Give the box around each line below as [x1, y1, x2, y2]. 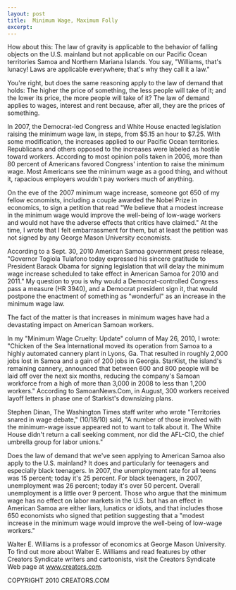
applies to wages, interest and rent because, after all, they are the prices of [7, 102, 225, 110]
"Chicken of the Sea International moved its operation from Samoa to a [7, 342, 213, 350]
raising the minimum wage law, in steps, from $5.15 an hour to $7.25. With [7, 130, 221, 138]
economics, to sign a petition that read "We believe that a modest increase [7, 204, 224, 212]
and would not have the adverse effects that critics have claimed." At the [7, 219, 218, 227]
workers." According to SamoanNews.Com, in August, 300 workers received [7, 387, 230, 395]
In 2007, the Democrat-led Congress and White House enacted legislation [7, 123, 221, 131]
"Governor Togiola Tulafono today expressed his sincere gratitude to [7, 254, 206, 263]
